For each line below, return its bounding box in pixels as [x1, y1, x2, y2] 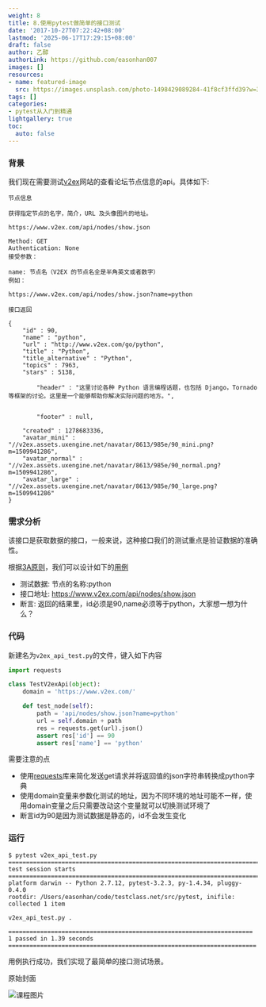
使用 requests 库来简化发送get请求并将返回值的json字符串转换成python [19, 771, 248, 781]
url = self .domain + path [36, 717, 123, 725]
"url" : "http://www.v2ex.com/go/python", [22, 340, 165, 348]
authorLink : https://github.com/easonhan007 [8, 56, 158, 64]
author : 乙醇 [8, 48, 49, 56]
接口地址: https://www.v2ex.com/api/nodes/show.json [19, 589, 196, 599]
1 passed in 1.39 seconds [8, 934, 93, 943]
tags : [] [8, 93, 37, 101]
